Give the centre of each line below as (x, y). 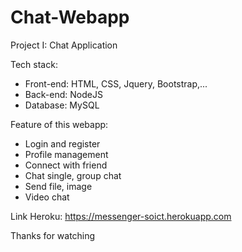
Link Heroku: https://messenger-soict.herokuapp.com (121, 216)
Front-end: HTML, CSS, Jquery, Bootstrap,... (116, 83)
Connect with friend (66, 165)
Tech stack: (34, 64)
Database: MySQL (62, 105)
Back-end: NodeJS (63, 94)
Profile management (66, 154)
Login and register (62, 143)
